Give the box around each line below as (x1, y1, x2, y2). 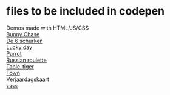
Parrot (6, 50, 22, 57)
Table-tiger (6, 62, 35, 70)
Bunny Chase (6, 30, 40, 38)
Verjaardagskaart (6, 76, 50, 83)
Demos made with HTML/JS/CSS (6, 24, 89, 31)
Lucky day (6, 44, 32, 51)
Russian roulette (6, 56, 47, 64)
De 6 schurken (6, 37, 44, 44)
